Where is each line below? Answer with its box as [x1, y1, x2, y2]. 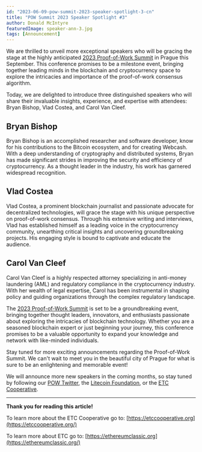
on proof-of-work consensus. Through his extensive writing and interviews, [6, 215, 194, 222]
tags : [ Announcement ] [6, 31, 61, 37]
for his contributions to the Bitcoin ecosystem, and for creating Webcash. [6, 143, 188, 151]
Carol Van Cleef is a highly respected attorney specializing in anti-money [6, 274, 187, 281]
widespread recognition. [6, 169, 67, 176]
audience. [6, 241, 31, 248]
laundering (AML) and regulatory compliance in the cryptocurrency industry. [6, 280, 195, 288]
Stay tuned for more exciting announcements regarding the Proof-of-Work [6, 348, 191, 355]
